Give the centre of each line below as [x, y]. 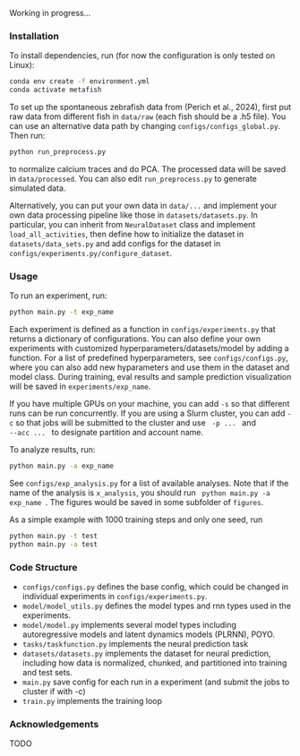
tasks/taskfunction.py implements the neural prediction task [135, 644]
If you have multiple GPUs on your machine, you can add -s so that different [150, 404]
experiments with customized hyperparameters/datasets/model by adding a [149, 348]
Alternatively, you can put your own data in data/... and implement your [143, 205]
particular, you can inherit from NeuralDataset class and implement [133, 224]
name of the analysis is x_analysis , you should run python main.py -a [140, 493]
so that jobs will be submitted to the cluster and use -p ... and [136, 423]
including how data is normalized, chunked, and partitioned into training [154, 663]
